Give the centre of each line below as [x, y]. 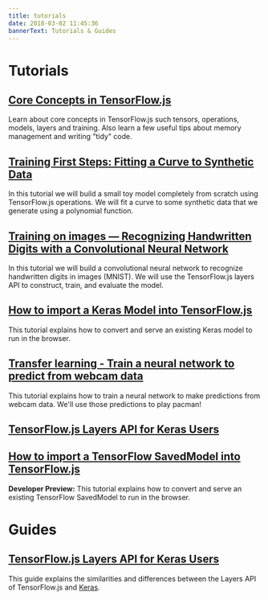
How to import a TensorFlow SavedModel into [124, 456]
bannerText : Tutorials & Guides [62, 31]
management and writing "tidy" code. [70, 137]
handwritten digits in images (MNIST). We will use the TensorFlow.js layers [132, 277]
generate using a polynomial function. [71, 211]
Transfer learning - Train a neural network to [122, 364]
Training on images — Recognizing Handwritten [130, 236]
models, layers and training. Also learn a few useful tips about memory [125, 128]
